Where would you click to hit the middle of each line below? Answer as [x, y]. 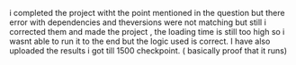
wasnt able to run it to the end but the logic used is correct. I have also [140, 41]
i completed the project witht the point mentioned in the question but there [147, 13]
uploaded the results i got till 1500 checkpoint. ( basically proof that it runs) [148, 51]
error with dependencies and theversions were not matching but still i [138, 22]
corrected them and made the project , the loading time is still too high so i [147, 32]
